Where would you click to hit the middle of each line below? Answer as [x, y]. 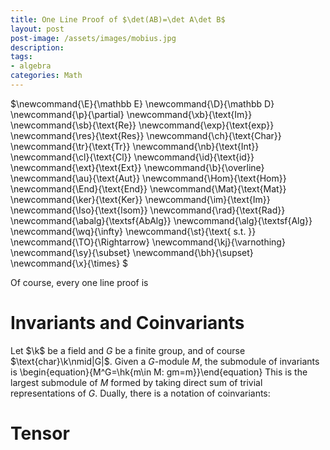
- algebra [31, 66]
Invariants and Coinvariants [127, 323]
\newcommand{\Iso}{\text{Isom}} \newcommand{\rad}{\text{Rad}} [148, 210]
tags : [21, 57]
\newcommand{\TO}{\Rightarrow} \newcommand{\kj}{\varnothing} [148, 242]
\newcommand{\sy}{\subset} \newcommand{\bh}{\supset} [132, 252]
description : [37, 47]
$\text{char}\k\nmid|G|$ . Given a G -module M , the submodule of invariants [165, 361]
